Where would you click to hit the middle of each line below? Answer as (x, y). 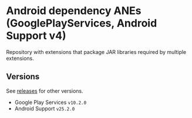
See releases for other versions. (45, 91)
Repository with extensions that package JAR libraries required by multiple (96, 52)
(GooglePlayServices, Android (82, 23)
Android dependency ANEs (74, 11)
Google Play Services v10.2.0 (50, 102)
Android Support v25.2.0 (45, 108)
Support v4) (36, 36)
